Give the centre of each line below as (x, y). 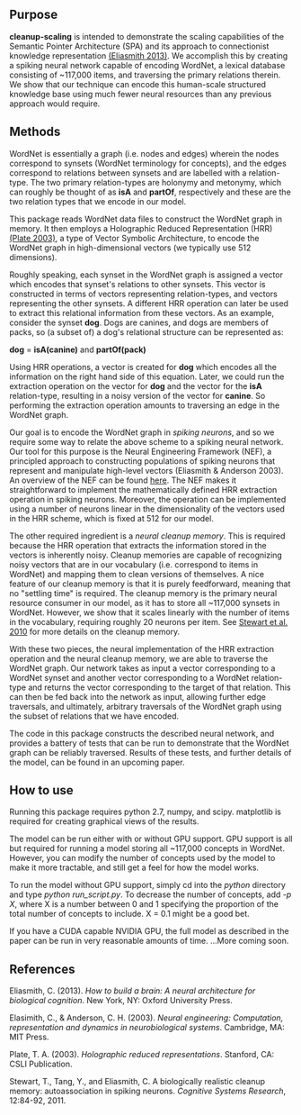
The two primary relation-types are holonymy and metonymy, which (156, 182)
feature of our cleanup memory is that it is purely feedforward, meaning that (150, 584)
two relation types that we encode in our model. (98, 201)
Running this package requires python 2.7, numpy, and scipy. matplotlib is (145, 812)
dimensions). (33, 257)
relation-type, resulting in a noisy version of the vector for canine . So (137, 395)
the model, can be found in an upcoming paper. (97, 762)
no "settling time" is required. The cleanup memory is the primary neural (143, 593)
